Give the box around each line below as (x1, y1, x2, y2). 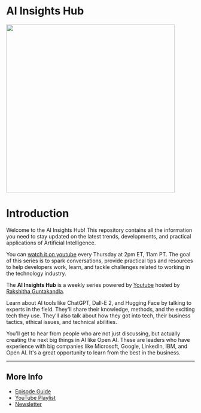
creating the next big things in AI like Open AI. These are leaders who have (6, 336, 190, 343)
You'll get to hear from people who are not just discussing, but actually (6, 330, 181, 337)
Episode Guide (14, 387, 51, 395)
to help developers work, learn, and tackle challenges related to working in (6, 263, 190, 270)
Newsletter (14, 400, 42, 408)
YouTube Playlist (14, 394, 56, 401)
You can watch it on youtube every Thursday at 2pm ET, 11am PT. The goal (6, 250, 191, 258)
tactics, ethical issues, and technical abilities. (6, 318, 118, 325)
